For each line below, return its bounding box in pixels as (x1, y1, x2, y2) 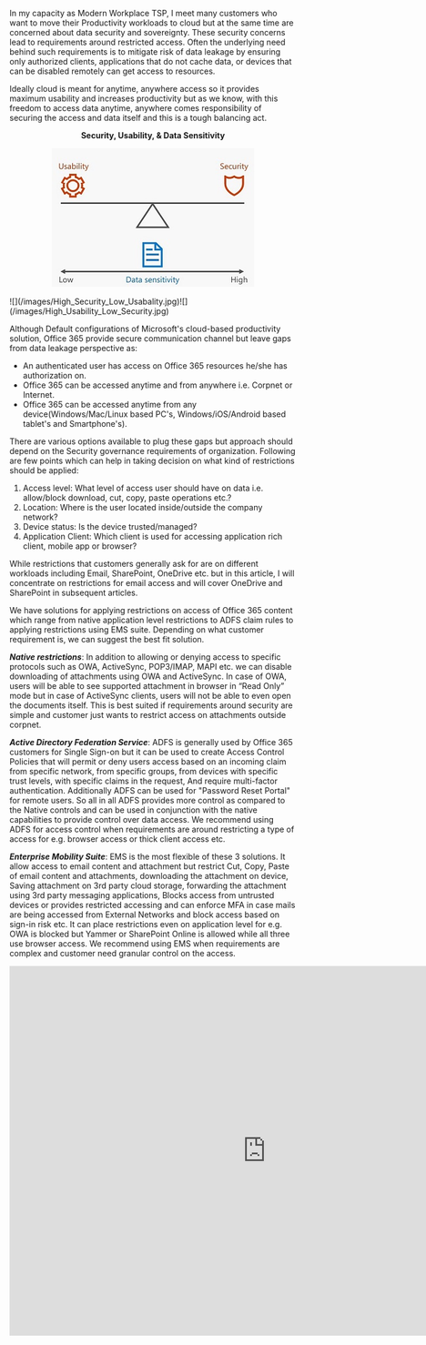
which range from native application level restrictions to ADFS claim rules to (9, 614, 294, 625)
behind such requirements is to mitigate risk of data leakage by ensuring (9, 46, 281, 57)
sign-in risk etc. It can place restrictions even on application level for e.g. (9, 919, 282, 929)
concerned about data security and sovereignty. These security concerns (9, 27, 286, 37)
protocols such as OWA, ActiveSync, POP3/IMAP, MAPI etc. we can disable (9, 662, 292, 672)
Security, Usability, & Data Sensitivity (80, 130, 226, 140)
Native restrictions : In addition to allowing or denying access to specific (9, 652, 281, 662)
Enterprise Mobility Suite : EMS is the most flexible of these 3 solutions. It (9, 851, 286, 862)
